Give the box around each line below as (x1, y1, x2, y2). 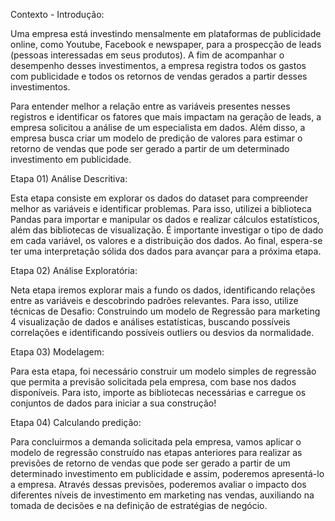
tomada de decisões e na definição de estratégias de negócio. (10, 500, 268, 511)
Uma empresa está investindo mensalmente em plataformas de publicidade (10, 28, 322, 39)
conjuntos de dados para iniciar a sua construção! (10, 397, 217, 409)
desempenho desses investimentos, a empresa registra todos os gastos (10, 60, 307, 71)
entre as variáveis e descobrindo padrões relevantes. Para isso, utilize (10, 295, 299, 306)
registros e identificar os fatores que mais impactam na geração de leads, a (10, 111, 322, 123)
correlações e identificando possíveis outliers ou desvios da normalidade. (10, 327, 315, 338)
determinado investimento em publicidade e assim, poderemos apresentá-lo (10, 468, 325, 479)
